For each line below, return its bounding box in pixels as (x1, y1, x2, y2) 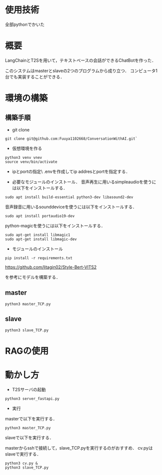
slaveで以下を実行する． (5, 435, 54, 440)
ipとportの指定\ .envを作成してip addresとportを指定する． (12, 169, 130, 174)
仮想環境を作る (12, 145, 42, 151)
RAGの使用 (5, 345, 49, 356)
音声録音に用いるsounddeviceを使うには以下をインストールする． (5, 204, 137, 209)
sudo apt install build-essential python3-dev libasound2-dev (5, 194, 133, 200)
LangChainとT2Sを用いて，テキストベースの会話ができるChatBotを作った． (5, 57, 156, 63)
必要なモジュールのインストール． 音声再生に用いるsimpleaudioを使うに (12, 179, 157, 185)
